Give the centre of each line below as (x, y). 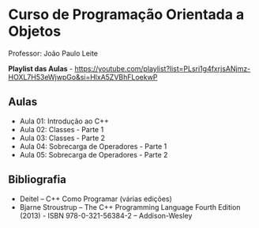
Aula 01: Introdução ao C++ (64, 121)
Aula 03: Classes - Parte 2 (62, 138)
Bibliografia (38, 180)
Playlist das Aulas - (41, 68)
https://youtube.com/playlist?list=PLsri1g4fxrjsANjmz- (163, 68)
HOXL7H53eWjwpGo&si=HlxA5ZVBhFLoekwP (83, 77)
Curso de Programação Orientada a (126, 15)
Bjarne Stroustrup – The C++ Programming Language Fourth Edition (130, 207)
